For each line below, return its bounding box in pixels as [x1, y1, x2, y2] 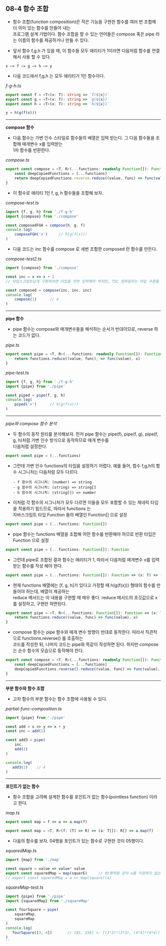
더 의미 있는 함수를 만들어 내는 [12, 25, 71, 31]
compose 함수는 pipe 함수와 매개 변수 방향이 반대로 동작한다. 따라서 [12, 629, 144, 635]
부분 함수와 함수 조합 [5, 685, 45, 691]
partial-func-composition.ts [5, 706, 62, 711]
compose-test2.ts [5, 256, 42, 262]
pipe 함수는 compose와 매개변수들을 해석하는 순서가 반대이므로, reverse [12, 326, 153, 332]
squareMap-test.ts [5, 884, 44, 890]
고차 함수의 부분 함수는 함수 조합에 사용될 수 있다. [12, 696, 107, 702]
